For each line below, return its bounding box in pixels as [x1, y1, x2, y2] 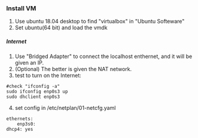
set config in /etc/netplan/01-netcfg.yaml [14, 105, 116, 112]
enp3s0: [17, 121, 36, 127]
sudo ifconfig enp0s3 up [6, 88, 68, 95]
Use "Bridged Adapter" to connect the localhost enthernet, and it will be [14, 53, 193, 60]
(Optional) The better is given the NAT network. [14, 66, 132, 73]
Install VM [6, 4, 36, 13]
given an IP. [14, 59, 44, 66]
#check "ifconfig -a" [6, 84, 60, 90]
